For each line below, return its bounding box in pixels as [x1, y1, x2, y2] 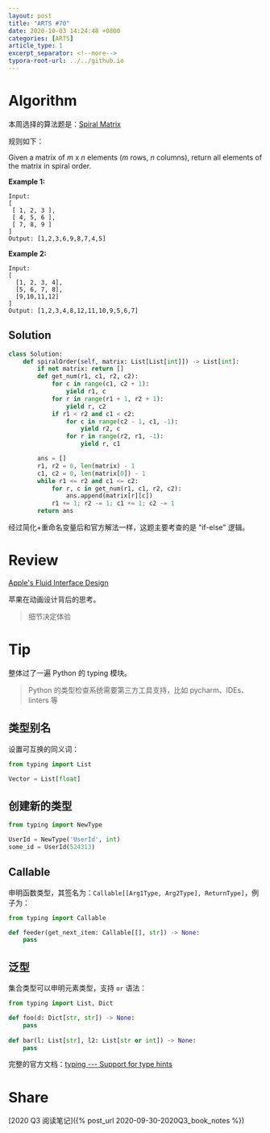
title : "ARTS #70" [8, 19, 70, 27]
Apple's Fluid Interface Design [8, 577, 109, 587]
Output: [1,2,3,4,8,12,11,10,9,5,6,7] [8, 306, 139, 314]
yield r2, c [80, 425, 121, 433]
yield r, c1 [80, 440, 121, 448]
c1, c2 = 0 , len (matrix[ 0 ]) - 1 [37, 469, 147, 477]
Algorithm [8, 92, 77, 110]
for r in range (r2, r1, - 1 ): [65, 432, 164, 440]
